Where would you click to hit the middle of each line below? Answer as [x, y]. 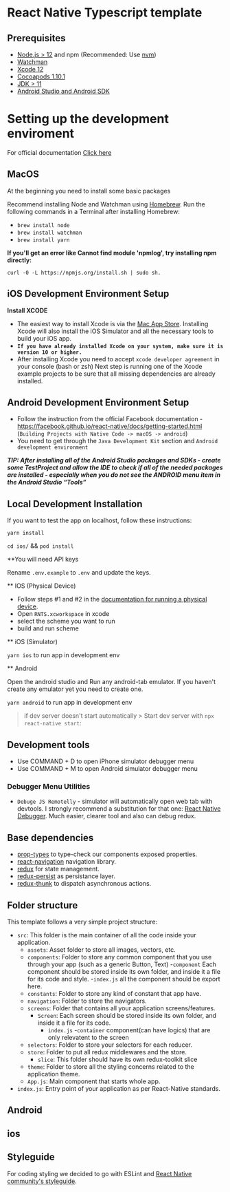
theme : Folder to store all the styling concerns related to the [111, 1066]
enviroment [41, 134]
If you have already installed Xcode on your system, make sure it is [120, 346]
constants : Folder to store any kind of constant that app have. [114, 993]
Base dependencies [50, 838]
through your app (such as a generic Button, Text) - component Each [122, 964]
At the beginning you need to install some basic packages [89, 191]
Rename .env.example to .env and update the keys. [79, 573]
